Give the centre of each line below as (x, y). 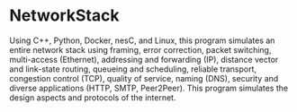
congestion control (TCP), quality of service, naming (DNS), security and (144, 78)
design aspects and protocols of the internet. (93, 97)
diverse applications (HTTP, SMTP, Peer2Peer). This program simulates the (149, 88)
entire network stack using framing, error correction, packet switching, (140, 49)
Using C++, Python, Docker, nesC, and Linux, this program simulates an (142, 40)
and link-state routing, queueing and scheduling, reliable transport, (133, 69)
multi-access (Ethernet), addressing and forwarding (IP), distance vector (144, 59)
